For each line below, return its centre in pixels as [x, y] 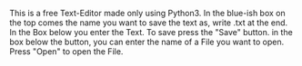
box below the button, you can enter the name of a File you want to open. [147, 42]
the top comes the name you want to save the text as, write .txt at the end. [149, 23]
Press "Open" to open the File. [66, 52]
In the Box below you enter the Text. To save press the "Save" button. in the [151, 32]
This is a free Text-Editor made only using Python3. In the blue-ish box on [147, 13]
